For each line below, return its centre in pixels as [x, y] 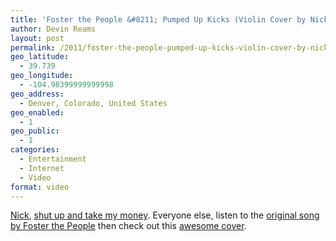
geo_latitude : [40, 57]
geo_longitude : [42, 76]
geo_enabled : [37, 112]
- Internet [42, 168]
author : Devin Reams [53, 29]
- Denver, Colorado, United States [93, 103]
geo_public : [35, 131]
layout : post [37, 38]
